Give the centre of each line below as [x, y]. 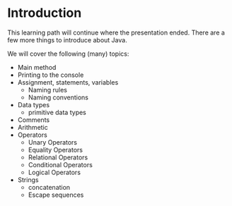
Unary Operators [53, 142]
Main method [37, 67]
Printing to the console [51, 75]
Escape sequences [56, 195]
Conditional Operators [60, 164]
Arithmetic [33, 127]
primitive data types [57, 112]
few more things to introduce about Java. [67, 40]
